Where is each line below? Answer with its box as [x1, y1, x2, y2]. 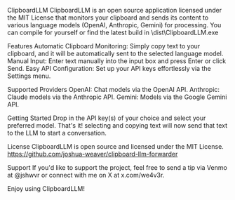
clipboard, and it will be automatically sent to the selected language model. [7, 49, 224, 58]
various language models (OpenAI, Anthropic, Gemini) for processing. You [7, 21, 222, 29]
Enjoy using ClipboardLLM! [7, 185, 86, 192]
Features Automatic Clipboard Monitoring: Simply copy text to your [7, 42, 201, 50]
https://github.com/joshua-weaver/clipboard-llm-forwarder [7, 150, 178, 158]
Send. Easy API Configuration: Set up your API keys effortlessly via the [7, 65, 212, 72]
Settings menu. [7, 72, 51, 80]
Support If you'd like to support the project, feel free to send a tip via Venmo [7, 164, 228, 171]
